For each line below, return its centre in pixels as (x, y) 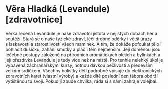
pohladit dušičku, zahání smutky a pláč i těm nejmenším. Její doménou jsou (83, 49)
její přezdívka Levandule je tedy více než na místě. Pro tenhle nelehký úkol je (84, 60)
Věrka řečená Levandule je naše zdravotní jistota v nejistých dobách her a (81, 33)
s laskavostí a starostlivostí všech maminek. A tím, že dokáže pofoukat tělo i (83, 44)
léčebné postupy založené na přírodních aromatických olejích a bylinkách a (83, 54)
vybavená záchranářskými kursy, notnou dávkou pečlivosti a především (79, 65)
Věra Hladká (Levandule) (58, 9)
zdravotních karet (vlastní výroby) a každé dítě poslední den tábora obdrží (81, 76)
